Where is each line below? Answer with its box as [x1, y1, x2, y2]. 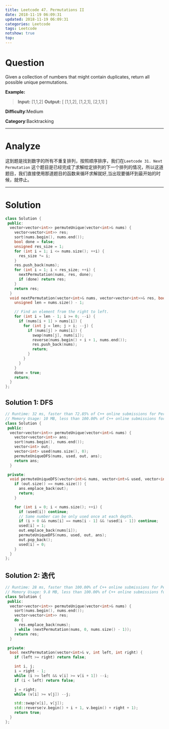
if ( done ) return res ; [18, 277, 66, 282]
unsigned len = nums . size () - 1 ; [14, 300, 84, 305]
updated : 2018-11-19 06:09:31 [5, 17, 69, 22]
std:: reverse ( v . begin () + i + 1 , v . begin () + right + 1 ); [14, 705, 138, 710]
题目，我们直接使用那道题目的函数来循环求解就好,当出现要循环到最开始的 [5, 170, 157, 176]
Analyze [5, 140, 41, 152]
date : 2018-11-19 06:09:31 [5, 12, 62, 17]
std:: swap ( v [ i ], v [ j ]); [14, 701, 64, 706]
